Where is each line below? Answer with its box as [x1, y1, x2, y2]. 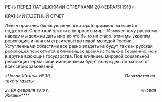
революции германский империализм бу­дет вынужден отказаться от [5, 59, 149, 64]
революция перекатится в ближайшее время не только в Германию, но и [5, 48, 158, 54]
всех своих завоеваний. [5, 64, 55, 69]
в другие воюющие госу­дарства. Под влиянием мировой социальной [5, 53, 149, 59]
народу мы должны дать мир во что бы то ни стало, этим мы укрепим [5, 33, 151, 38]
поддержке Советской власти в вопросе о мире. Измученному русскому [5, 28, 158, 33]
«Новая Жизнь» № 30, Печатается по [5, 73, 156, 78]
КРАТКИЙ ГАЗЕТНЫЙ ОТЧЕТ [5, 13, 64, 19]
